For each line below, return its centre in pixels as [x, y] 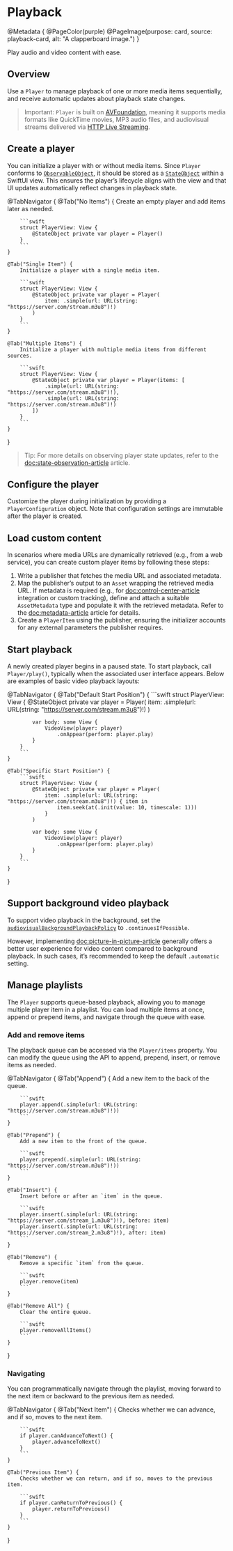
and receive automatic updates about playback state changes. [96, 98]
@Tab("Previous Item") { [43, 1473]
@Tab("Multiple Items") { [45, 343]
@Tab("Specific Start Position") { [59, 771]
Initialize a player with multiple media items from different [113, 349]
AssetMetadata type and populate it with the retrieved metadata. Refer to [120, 605]
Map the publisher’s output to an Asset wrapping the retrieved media [115, 583]
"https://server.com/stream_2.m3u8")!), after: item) [87, 1232]
